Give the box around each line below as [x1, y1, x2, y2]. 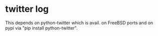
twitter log [5, 3, 49, 15]
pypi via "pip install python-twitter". [5, 25, 78, 31]
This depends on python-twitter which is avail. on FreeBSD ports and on [5, 20, 154, 26]
